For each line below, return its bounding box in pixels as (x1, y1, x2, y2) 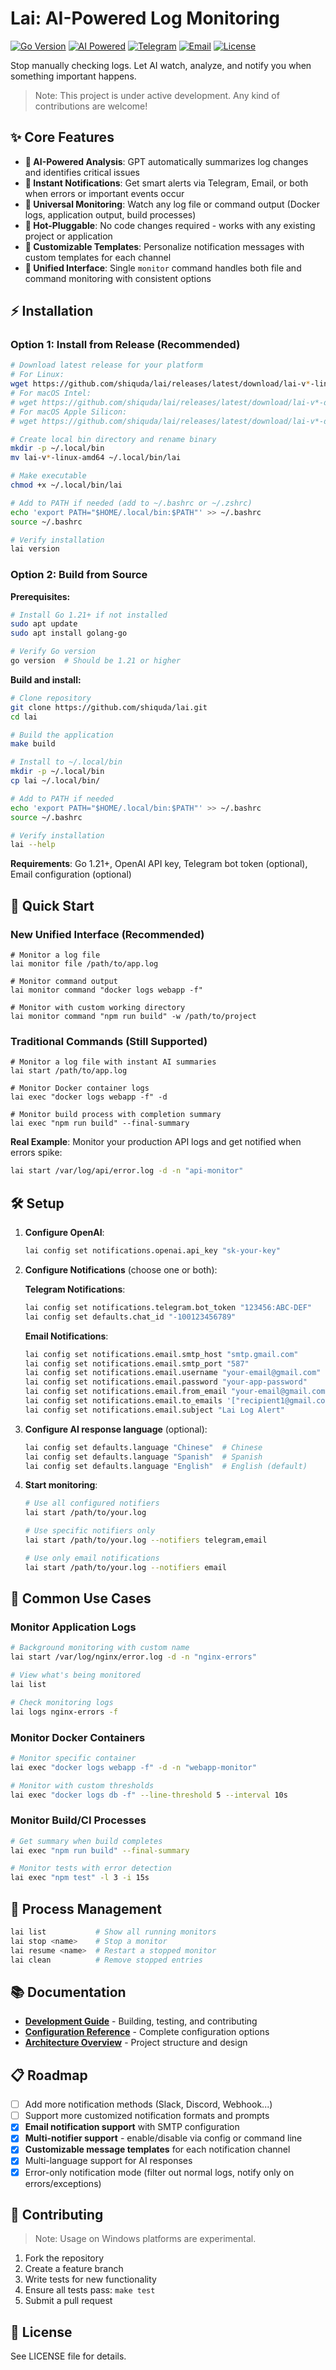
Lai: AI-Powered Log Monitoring (10, 7, 280, 30)
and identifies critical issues (24, 166, 140, 178)
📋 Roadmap (10, 2067, 88, 2084)
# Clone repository (10, 693, 92, 703)
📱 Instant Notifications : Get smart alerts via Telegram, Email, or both (24, 177, 309, 189)
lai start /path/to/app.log (10, 1066, 128, 1076)
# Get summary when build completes (10, 1836, 163, 1846)
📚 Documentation (10, 1983, 127, 2001)
